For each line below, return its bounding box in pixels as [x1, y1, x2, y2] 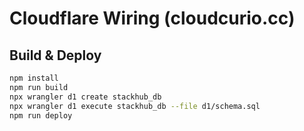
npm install [9, 73, 59, 83]
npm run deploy [9, 110, 73, 121]
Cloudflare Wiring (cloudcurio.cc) [9, 7, 296, 30]
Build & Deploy [9, 47, 102, 64]
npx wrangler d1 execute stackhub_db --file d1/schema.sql [9, 101, 261, 111]
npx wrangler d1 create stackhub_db [9, 92, 162, 102]
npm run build [9, 82, 69, 92]
